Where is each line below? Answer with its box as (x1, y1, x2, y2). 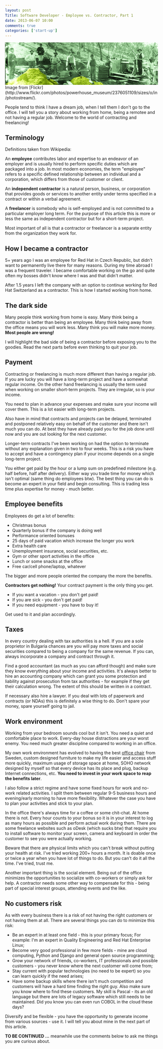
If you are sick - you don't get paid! (12, 597, 82, 603)
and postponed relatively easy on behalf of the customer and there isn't (5, 421, 148, 427)
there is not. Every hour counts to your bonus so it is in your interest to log (5, 815, 153, 821)
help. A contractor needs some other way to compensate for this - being (5, 880, 150, 886)
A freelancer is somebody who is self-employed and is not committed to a (5, 206, 154, 211)
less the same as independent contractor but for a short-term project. (5, 216, 144, 222)
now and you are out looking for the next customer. (5, 431, 108, 437)
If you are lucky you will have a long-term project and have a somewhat (5, 376, 148, 382)
